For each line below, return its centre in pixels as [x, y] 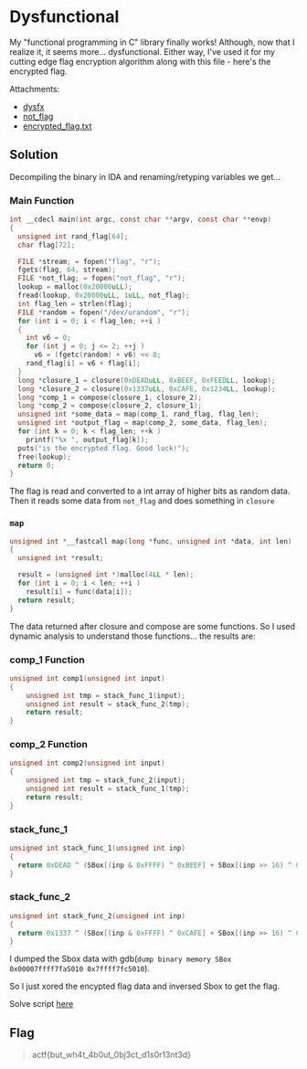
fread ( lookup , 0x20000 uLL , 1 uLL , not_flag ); [104, 296]
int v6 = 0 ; [48, 338]
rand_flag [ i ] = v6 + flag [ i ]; [84, 364]
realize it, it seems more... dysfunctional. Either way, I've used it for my [143, 51]
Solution [34, 155]
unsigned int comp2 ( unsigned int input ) [88, 763]
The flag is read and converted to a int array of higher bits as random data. [150, 492]
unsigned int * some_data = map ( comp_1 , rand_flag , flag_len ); [138, 414]
